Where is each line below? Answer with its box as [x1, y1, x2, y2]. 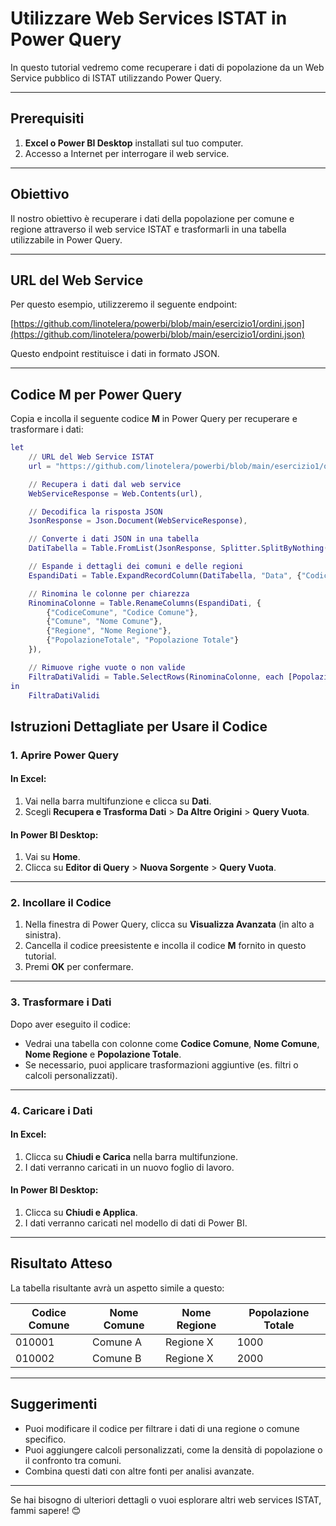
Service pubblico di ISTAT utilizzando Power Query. [10, 72, 222, 84]
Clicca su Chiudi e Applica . [24, 1207, 138, 1219]
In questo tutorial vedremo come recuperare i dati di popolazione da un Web [10, 61, 325, 73]
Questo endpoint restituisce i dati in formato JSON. [10, 348, 220, 360]
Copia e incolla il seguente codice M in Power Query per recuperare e [10, 413, 298, 425]
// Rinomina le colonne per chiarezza [28, 588, 190, 599]
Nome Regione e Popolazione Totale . [24, 1048, 182, 1060]
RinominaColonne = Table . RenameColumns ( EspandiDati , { [28, 598, 262, 608]
